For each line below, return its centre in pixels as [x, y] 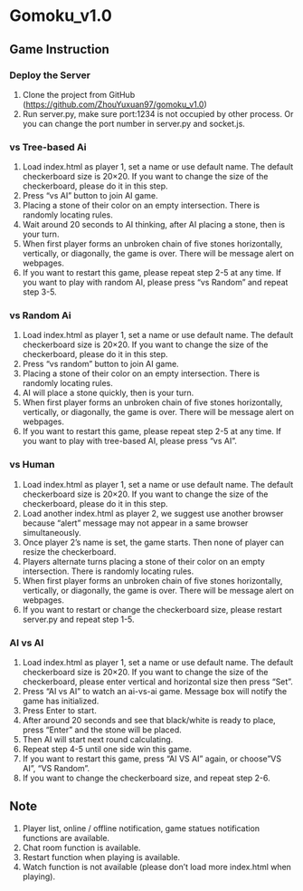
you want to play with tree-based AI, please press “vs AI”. [130, 441]
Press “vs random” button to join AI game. [100, 364]
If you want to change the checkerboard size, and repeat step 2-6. [147, 778]
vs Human [32, 465]
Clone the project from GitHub [79, 94]
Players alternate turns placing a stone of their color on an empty [143, 561]
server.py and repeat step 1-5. [78, 619]
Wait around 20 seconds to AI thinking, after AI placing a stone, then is [154, 225]
